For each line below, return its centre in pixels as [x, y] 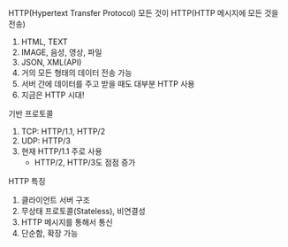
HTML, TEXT [44, 42]
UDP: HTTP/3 [46, 141]
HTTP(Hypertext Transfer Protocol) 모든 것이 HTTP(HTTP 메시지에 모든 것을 [144, 13]
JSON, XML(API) [51, 62]
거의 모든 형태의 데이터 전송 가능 [76, 73]
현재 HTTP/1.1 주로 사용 [61, 151]
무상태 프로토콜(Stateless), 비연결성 [83, 211]
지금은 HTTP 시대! [53, 95]
